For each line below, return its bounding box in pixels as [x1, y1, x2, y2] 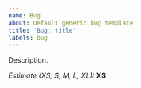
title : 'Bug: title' [8, 26, 77, 34]
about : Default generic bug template [8, 19, 134, 27]
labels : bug [8, 33, 48, 42]
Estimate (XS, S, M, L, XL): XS [8, 71, 106, 80]
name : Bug [8, 11, 41, 20]
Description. [8, 55, 49, 65]
